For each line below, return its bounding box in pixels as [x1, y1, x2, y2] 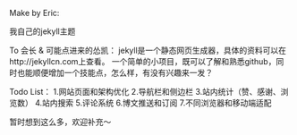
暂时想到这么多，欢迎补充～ [9, 116, 112, 127]
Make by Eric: [9, 8, 60, 18]
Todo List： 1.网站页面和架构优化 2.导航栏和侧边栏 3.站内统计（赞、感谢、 [9, 87, 281, 97]
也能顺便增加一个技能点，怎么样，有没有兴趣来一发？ [16, 67, 213, 78]
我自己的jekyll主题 [9, 26, 76, 37]
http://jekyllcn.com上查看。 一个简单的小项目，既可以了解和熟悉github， [9, 56, 276, 66]
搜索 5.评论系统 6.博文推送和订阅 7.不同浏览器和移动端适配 [57, 97, 272, 108]
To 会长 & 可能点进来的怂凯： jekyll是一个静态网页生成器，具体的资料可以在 [9, 45, 287, 55]
